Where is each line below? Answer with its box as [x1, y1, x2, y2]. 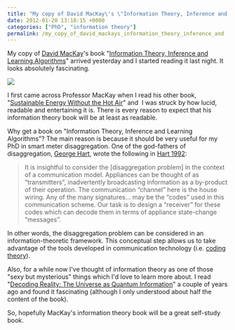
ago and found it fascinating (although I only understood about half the [7, 288, 212, 296]
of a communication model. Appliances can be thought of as [24, 170, 200, 179]
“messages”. [24, 215, 61, 224]
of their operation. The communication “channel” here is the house [24, 186, 217, 194]
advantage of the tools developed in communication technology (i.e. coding [7, 244, 226, 253]
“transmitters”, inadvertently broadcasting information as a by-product [24, 178, 228, 186]
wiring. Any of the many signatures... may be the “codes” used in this [24, 193, 224, 201]
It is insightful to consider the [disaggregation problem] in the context [24, 163, 225, 172]
